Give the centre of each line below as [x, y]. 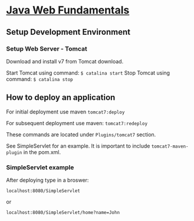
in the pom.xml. [42, 152]
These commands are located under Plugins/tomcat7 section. [81, 134]
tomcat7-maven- [170, 146]
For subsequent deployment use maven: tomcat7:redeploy [77, 123]
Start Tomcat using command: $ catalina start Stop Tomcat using [88, 73]
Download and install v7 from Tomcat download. [65, 61]
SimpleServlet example [40, 167]
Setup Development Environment [68, 32]
